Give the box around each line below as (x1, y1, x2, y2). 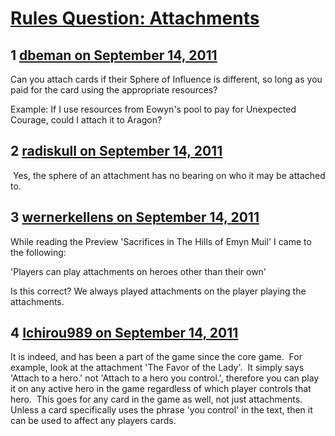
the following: (10, 246, 67, 258)
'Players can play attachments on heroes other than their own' (10, 265, 267, 277)
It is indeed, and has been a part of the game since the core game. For (10, 351, 303, 363)
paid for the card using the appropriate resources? (10, 84, 218, 96)
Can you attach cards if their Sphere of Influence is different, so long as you (10, 73, 323, 85)
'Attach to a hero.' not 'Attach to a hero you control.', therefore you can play (10, 372, 320, 384)
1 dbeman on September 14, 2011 (10, 47, 218, 64)
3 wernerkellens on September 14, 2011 (10, 209, 260, 226)
